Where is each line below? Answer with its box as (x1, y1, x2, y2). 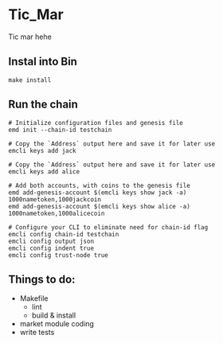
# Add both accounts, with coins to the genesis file (8, 181, 191, 189)
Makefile (19, 294, 49, 303)
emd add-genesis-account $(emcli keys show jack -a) (8, 189, 187, 197)
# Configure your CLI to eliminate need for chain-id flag (8, 223, 209, 232)
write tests (19, 328, 55, 337)
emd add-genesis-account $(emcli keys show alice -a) (8, 202, 191, 210)
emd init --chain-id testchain (8, 126, 112, 134)
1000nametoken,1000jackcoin (8, 195, 102, 204)
